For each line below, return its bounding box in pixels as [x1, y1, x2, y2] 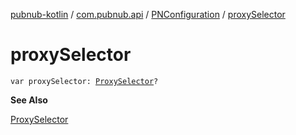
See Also [10, 94, 48, 106]
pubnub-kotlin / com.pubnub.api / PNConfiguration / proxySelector [10, 9, 286, 20]
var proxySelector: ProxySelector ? [10, 76, 159, 86]
